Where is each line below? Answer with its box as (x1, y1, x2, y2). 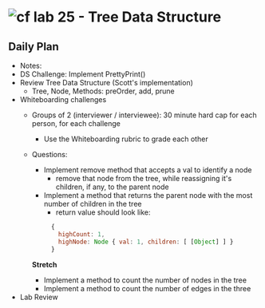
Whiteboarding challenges (19, 95, 107, 104)
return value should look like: (55, 207, 151, 217)
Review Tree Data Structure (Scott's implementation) (19, 78, 194, 87)
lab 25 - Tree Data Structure (33, 8, 222, 26)
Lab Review (19, 292, 58, 302)
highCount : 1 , (58, 230, 105, 239)
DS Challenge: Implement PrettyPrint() (19, 69, 146, 79)
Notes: (19, 61, 42, 70)
